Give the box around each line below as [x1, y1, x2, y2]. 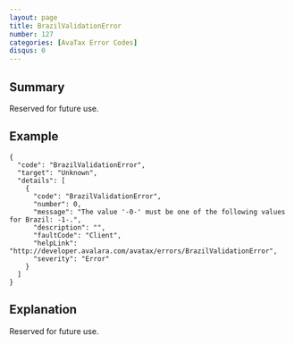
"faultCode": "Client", [32, 231, 122, 239]
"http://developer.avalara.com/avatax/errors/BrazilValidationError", [9, 247, 278, 256]
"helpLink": [32, 239, 78, 248]
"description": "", [32, 222, 105, 232]
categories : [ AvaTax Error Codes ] [9, 38, 139, 47]
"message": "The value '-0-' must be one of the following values [32, 207, 286, 216]
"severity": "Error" [32, 254, 110, 264]
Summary [9, 80, 65, 95]
